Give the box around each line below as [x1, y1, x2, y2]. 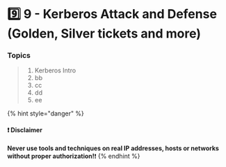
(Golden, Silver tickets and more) [7, 26, 202, 42]
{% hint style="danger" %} [7, 109, 85, 118]
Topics [7, 51, 31, 61]
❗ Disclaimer [7, 126, 43, 134]
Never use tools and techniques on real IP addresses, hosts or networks [7, 144, 219, 152]
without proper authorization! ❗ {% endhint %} [7, 152, 140, 160]
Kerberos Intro [34, 66, 76, 74]
